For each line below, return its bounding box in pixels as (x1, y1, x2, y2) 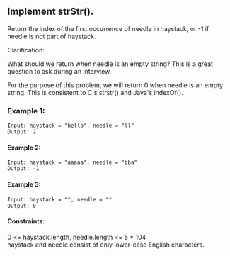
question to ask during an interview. (7, 67, 112, 75)
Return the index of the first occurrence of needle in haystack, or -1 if (7, 24, 209, 33)
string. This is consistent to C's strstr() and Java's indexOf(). (7, 88, 184, 96)
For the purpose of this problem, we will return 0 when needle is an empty (7, 81, 224, 89)
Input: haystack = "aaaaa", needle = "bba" (7, 159, 138, 166)
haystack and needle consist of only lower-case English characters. (7, 240, 205, 249)
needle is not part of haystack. (7, 32, 97, 40)
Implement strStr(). (7, 6, 94, 18)
